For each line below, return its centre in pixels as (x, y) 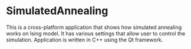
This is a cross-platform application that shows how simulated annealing (94, 27)
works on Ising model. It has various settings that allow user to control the (96, 33)
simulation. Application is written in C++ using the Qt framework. (85, 40)
